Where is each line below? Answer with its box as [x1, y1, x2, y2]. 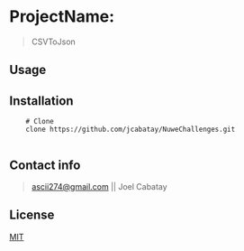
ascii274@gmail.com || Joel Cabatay [31, 181, 168, 191]
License [9, 208, 55, 223]
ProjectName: [9, 6, 115, 27]
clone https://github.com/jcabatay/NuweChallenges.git [25, 125, 236, 135]
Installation [9, 93, 74, 108]
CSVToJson [31, 36, 77, 47]
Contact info [9, 157, 81, 172]
